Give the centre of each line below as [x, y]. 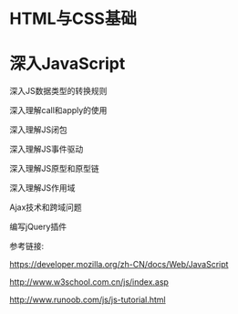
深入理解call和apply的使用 [58, 110]
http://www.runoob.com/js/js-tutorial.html [88, 300]
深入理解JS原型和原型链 [54, 169]
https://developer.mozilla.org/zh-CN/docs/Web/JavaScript [119, 265]
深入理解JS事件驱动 [47, 149]
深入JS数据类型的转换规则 [58, 91]
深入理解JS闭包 [38, 130]
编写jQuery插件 [38, 227]
